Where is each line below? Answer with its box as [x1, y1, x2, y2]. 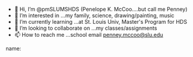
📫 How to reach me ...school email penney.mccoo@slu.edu [14, 31, 163, 38]
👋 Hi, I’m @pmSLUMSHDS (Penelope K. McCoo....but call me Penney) [14, 6, 188, 12]
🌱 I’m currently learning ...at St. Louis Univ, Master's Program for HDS [14, 18, 188, 25]
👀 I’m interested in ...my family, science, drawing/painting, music [14, 12, 175, 19]
